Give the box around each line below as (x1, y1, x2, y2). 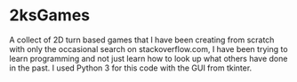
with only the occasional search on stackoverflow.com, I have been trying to (9, 43, 288, 54)
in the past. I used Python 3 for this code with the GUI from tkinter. (9, 63, 253, 73)
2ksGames (9, 5, 91, 26)
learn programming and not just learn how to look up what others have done (9, 53, 288, 63)
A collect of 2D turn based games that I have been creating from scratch (9, 34, 275, 45)
